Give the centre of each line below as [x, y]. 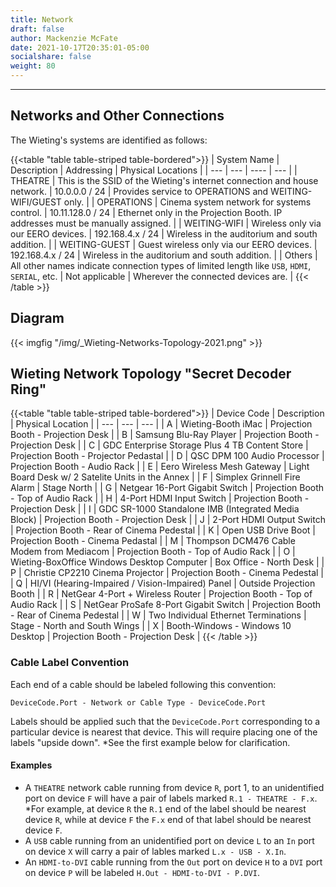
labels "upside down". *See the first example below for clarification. [150, 742]
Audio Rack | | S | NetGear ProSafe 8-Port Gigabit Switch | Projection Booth [166, 605]
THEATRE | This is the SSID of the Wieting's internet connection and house [164, 180]
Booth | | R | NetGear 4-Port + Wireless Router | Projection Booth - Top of [161, 594]
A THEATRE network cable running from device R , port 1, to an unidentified [174, 787]
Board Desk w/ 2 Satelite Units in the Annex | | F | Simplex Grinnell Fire [155, 477]
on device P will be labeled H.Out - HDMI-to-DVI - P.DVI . [142, 872]
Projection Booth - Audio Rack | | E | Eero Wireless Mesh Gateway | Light [160, 467]
